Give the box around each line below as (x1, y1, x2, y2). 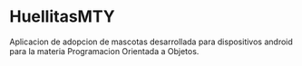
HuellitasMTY (9, 6, 115, 27)
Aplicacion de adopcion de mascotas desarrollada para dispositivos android (9, 36, 293, 47)
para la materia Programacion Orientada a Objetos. (9, 45, 200, 56)
